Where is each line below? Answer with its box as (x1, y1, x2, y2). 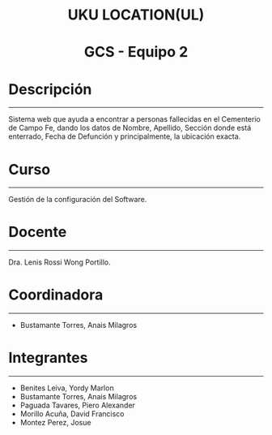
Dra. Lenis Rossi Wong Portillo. (8, 257, 111, 267)
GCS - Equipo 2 (83, 43, 189, 62)
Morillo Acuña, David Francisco (19, 409, 125, 419)
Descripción (8, 80, 92, 98)
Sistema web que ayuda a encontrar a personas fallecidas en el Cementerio (8, 114, 261, 124)
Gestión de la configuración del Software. (8, 195, 147, 205)
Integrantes (8, 349, 88, 367)
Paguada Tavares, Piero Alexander (19, 400, 136, 411)
